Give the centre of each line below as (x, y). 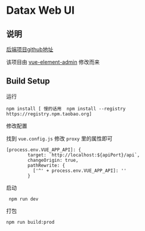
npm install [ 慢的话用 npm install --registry (66, 109)
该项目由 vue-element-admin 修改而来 (53, 62)
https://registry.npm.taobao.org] (49, 114)
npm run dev (24, 199)
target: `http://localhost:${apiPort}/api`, (84, 155)
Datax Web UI (40, 10)
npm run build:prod (30, 222)
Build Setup (28, 81)
